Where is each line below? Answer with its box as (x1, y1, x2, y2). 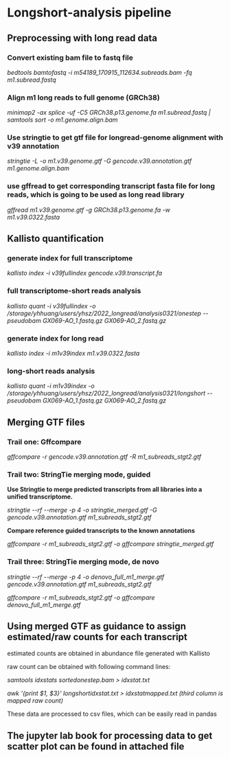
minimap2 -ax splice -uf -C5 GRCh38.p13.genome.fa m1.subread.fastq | (7, 109, 211, 117)
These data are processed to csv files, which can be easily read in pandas (7, 710, 218, 718)
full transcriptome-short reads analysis (7, 286, 141, 296)
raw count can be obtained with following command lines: (7, 663, 171, 671)
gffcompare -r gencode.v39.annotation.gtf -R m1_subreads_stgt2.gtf (7, 453, 201, 461)
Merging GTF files (7, 416, 86, 428)
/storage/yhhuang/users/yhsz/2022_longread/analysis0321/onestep (7, 309, 201, 317)
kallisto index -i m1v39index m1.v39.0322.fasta (7, 349, 140, 358)
